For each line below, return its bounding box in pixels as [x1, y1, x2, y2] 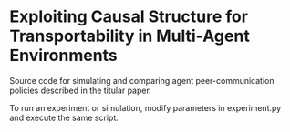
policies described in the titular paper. [9, 85, 152, 96]
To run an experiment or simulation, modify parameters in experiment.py [9, 102, 282, 113]
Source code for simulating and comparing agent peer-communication [9, 75, 274, 86]
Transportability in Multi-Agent [9, 25, 251, 46]
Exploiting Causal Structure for [9, 6, 249, 27]
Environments [9, 46, 119, 66]
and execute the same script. [9, 112, 119, 123]
